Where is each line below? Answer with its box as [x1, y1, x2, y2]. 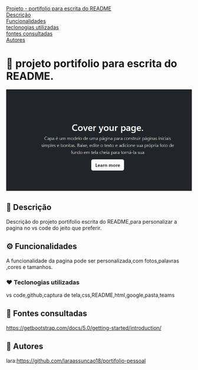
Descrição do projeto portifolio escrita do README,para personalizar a [6, 218, 177, 225]
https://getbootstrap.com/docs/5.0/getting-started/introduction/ [6, 324, 162, 331]
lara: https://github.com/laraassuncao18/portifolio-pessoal [6, 357, 146, 364]
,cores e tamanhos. [6, 263, 53, 270]
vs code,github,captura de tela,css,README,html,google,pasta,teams [6, 292, 175, 299]
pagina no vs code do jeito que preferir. [6, 224, 102, 231]
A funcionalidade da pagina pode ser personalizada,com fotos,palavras [6, 257, 180, 264]
